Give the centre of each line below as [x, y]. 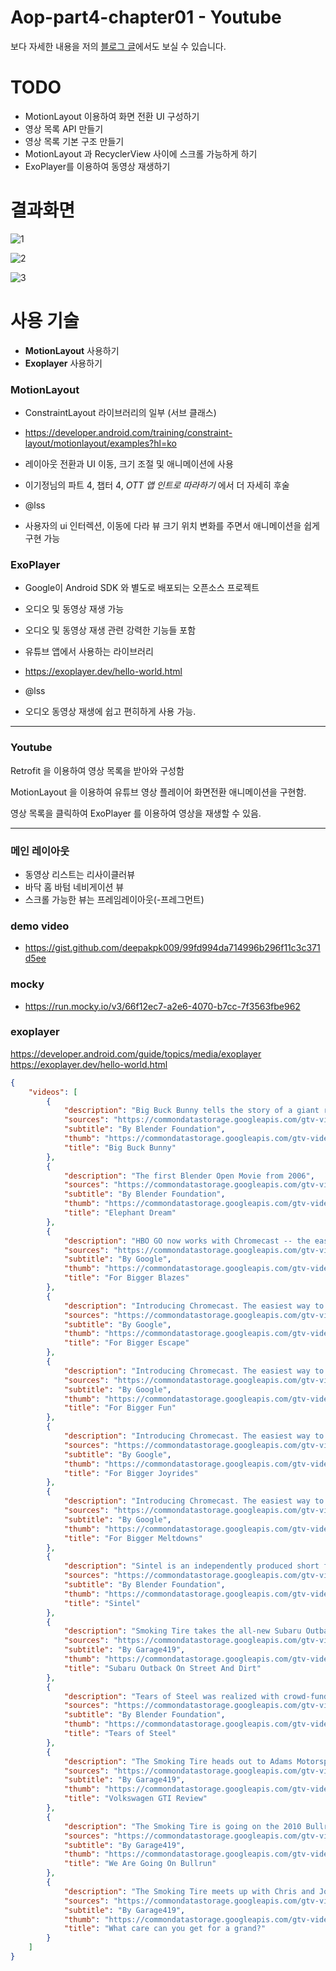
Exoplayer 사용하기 [63, 363]
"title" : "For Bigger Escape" [126, 1343]
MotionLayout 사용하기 [72, 350]
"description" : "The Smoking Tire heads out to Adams [178, 1761]
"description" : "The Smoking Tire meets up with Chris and [189, 1891]
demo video [40, 926]
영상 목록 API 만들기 [64, 128]
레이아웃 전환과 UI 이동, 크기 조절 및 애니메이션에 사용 [129, 464]
